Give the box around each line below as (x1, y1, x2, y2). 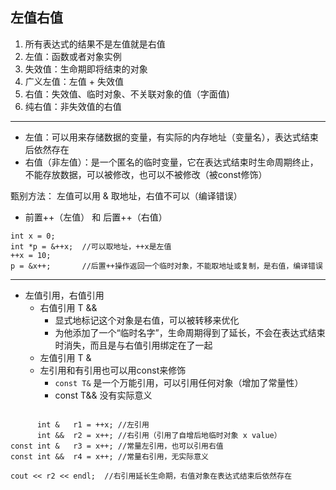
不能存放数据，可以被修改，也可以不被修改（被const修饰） (24, 168, 268, 180)
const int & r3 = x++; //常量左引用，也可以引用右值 (10, 441, 224, 451)
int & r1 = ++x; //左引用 (36, 419, 150, 430)
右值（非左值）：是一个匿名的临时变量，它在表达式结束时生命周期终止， (24, 156, 319, 168)
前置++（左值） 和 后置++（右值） (24, 211, 168, 223)
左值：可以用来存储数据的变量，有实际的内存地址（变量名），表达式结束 (24, 131, 319, 143)
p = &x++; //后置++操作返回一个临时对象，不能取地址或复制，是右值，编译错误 (10, 261, 323, 271)
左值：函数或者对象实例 (24, 50, 122, 62)
